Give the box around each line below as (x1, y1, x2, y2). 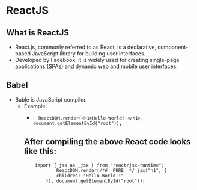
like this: (23, 146, 57, 156)
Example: (23, 102, 47, 109)
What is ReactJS (6, 28, 69, 38)
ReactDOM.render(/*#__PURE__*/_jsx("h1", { (56, 167, 167, 173)
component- (157, 43, 189, 51)
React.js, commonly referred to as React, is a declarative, (14, 43, 157, 51)
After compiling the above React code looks (23, 136, 191, 147)
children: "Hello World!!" (56, 173, 124, 179)
